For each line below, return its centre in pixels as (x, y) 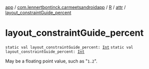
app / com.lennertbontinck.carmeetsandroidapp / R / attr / (66, 7)
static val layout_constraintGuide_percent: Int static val (69, 47)
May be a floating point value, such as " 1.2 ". (51, 61)
